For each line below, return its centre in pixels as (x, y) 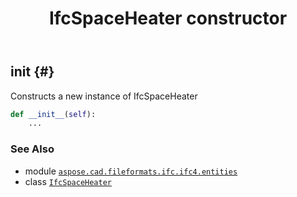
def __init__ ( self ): (53, 114)
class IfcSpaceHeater (68, 181)
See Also (32, 149)
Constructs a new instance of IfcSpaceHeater (104, 96)
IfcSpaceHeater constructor (168, 18)
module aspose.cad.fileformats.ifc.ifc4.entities (131, 171)
